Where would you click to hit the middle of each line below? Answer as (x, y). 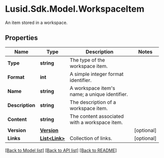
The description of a (93, 102)
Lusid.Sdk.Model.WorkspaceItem (75, 9)
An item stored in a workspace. (36, 23)
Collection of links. (91, 138)
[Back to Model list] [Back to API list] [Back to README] (61, 150)
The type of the (87, 60)
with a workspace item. (96, 122)
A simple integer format (96, 74)
